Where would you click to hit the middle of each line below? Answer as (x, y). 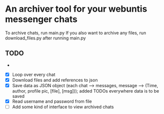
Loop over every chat (34, 75)
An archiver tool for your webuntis (76, 9)
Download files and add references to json (55, 80)
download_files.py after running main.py (46, 38)
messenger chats (41, 19)
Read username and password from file (52, 101)
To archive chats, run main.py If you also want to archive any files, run (76, 33)
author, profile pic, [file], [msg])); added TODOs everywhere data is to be (85, 91)
